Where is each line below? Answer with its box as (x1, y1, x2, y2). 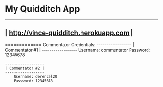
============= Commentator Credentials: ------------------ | (5, 41, 135, 47)
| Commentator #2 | (5, 66, 45, 70)
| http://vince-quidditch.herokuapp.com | (5, 29, 133, 37)
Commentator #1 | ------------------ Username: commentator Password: (5, 47, 150, 52)
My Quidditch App (5, 3, 80, 15)
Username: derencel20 (14, 74, 57, 79)
